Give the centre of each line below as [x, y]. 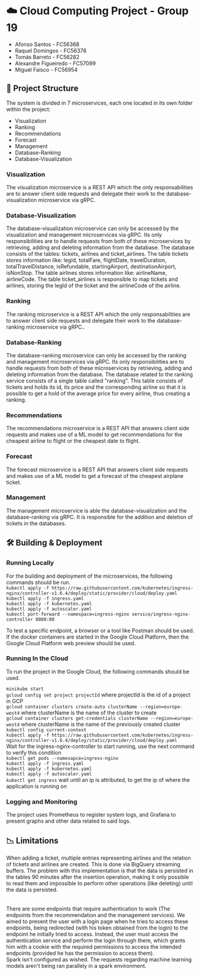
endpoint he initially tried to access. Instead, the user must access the [92, 934]
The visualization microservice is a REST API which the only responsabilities [100, 188]
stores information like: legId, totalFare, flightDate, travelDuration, [86, 260]
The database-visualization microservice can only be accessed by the [93, 229]
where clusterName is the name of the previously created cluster [101, 724]
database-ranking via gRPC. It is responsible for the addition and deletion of [99, 517]
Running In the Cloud [37, 658]
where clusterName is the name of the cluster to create [89, 712]
